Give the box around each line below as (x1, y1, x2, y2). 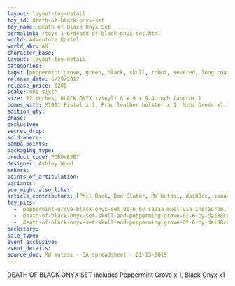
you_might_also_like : (7, 186, 71, 193)
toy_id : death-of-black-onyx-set (7, 17, 105, 24)
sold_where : (7, 134, 42, 141)
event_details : (7, 245, 52, 252)
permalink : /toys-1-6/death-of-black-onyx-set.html (7, 29, 161, 37)
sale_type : (7, 232, 39, 239)
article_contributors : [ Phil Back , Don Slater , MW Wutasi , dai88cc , (7, 193, 211, 200)
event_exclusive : (7, 238, 58, 245)
